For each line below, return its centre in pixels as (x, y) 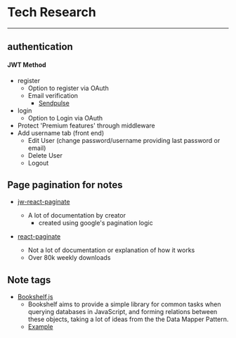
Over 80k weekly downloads (69, 258)
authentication (40, 47)
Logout (38, 163)
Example (40, 327)
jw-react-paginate (44, 202)
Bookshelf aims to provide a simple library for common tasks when (124, 304)
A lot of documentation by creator (77, 215)
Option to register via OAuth (68, 88)
